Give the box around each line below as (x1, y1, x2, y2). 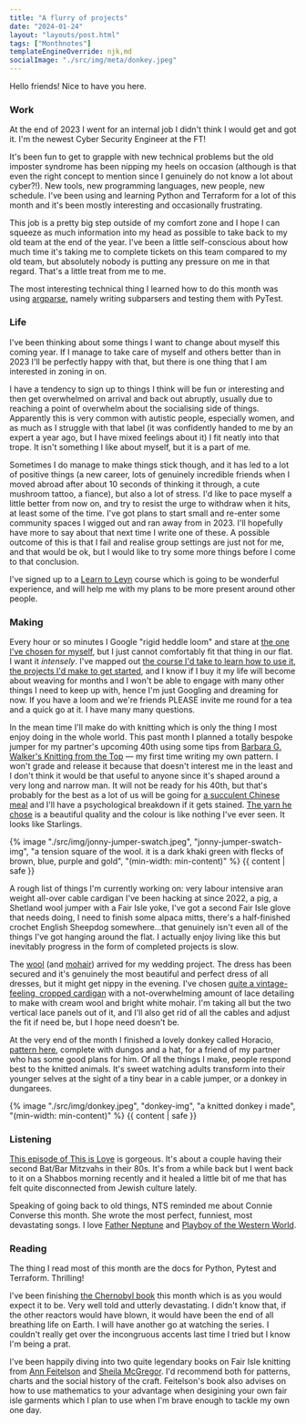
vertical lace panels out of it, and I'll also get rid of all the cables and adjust (9, 1007, 291, 1018)
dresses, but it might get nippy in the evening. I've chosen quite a (9, 978, 255, 989)
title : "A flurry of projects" (9, 13, 128, 23)
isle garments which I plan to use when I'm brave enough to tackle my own (9, 1395, 290, 1406)
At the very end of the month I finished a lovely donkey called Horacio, (9, 1034, 274, 1045)
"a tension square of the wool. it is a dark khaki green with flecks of (30, 845, 284, 856)
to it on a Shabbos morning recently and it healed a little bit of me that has (9, 1173, 287, 1184)
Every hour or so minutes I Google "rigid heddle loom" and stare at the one (9, 636, 290, 647)
